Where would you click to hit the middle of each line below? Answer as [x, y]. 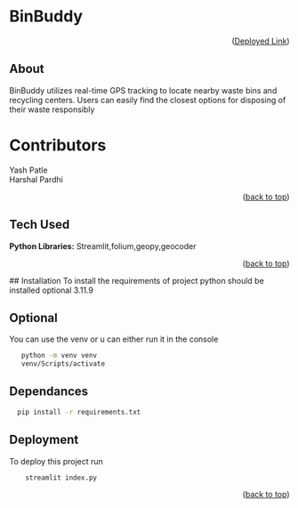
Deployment [44, 440]
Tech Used [40, 225]
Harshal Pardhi [36, 179]
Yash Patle [28, 170]
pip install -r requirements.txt [79, 412]
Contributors [58, 145]
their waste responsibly [52, 109]
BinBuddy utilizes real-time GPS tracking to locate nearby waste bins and [143, 90]
